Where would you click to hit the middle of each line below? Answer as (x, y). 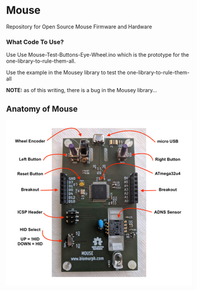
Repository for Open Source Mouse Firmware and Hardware (79, 27)
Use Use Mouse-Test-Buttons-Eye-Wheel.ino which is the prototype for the (98, 55)
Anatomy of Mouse (42, 109)
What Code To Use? (35, 42)
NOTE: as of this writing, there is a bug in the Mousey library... (82, 90)
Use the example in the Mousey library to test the (66, 73)
